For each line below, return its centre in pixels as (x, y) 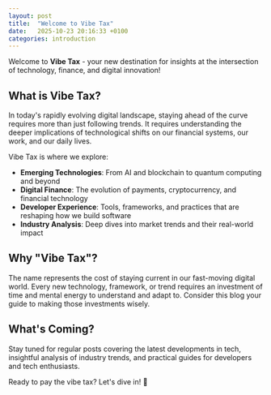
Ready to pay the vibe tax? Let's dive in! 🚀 (78, 381)
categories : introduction (52, 39)
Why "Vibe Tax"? (53, 258)
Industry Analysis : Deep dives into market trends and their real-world (137, 225)
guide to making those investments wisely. (79, 303)
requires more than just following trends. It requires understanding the (125, 124)
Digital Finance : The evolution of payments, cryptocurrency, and (128, 190)
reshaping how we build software (76, 216)
